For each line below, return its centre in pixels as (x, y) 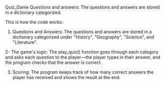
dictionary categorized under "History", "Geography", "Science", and (83, 37)
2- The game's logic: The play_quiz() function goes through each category (82, 52)
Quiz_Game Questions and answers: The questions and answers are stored (82, 7)
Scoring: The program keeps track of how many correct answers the (83, 72)
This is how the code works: (34, 22)
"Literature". (25, 42)
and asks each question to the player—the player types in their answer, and (83, 57)
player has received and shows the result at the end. (66, 77)
